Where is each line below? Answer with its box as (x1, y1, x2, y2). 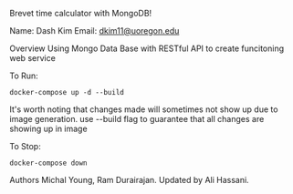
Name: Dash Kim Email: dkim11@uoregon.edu (9, 26, 180, 36)
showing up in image (9, 123, 89, 134)
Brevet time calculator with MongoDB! (9, 8, 152, 18)
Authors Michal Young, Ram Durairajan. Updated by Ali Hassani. (9, 175, 249, 185)
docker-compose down (9, 158, 89, 168)
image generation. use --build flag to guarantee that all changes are (9, 114, 265, 124)
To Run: (9, 70, 38, 81)
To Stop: (9, 141, 41, 151)
